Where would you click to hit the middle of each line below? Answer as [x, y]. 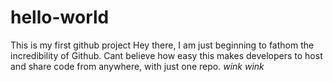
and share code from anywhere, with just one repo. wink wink [137, 66]
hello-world [60, 17]
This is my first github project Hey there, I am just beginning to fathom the [162, 45]
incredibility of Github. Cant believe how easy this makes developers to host [166, 55]
